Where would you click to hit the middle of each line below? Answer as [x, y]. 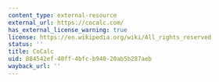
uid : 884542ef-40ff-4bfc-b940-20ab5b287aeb [80, 59]
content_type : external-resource [63, 15]
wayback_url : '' [34, 66]
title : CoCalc [31, 52]
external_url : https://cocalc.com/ [66, 23]
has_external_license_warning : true [68, 30]
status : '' [26, 45]
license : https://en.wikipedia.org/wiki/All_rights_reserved [110, 37]
